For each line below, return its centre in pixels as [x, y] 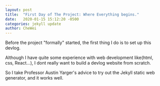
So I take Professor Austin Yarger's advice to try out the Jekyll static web [80, 72]
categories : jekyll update [33, 24]
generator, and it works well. [34, 78]
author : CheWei [21, 28]
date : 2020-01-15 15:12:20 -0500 [42, 19]
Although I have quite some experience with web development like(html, [79, 57]
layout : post [19, 10]
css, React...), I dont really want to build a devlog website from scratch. [78, 63]
